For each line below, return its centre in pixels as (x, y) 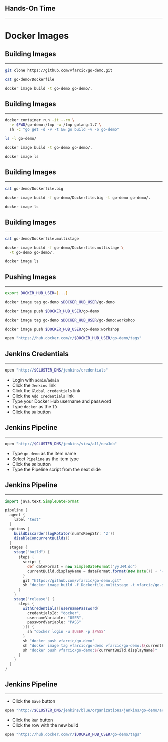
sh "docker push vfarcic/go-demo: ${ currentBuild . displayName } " (90, 650)
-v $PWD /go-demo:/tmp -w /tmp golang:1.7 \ (55, 125)
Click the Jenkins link (34, 385)
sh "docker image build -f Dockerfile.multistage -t (79, 585)
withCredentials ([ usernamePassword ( (61, 608)
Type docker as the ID (35, 406)
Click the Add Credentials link (43, 396)
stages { (19, 548)
